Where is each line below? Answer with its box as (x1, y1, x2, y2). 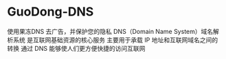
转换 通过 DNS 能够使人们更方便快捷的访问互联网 (7, 44, 146, 52)
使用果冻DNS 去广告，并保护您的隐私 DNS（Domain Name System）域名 (7, 27, 214, 35)
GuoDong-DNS (7, 4, 94, 20)
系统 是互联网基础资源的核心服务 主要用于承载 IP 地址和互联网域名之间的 (12, 35, 218, 44)
